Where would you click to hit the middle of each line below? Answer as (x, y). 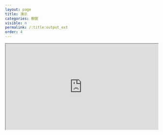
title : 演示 (16, 14)
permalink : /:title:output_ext (37, 28)
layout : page (18, 9)
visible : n (16, 23)
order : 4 (14, 32)
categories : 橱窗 (22, 18)
